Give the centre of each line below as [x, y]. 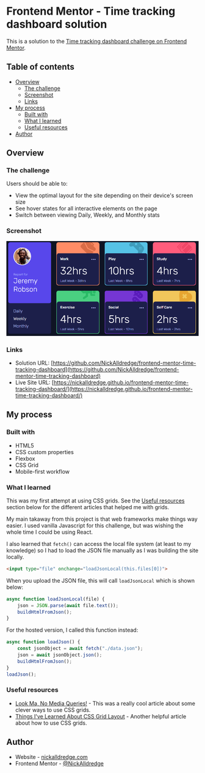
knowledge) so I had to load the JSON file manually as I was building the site [103, 550]
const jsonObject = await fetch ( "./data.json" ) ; [80, 649]
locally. [15, 557]
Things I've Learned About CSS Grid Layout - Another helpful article [101, 716]
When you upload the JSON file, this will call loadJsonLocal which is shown [101, 580]
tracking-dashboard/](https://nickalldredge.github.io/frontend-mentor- [104, 389]
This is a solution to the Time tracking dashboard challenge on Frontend [97, 41]
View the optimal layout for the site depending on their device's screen [104, 196]
